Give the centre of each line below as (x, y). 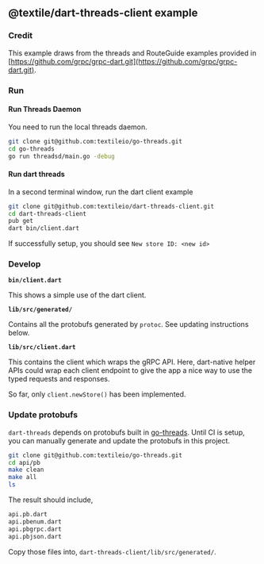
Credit (21, 36)
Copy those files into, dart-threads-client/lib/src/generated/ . (112, 551)
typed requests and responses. (59, 379)
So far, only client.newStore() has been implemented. (97, 394)
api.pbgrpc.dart (35, 529)
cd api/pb (25, 462)
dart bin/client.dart (44, 228)
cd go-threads (32, 149)
